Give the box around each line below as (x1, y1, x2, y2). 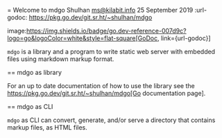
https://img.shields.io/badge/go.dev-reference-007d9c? (26, 27, 187, 35)
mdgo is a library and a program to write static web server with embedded (7, 48, 216, 55)
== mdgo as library (7, 69, 62, 76)
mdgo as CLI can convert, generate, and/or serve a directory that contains (7, 116, 216, 124)
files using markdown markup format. (7, 55, 114, 63)
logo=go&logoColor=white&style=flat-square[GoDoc (7, 34, 158, 42)
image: (7, 27, 27, 35)
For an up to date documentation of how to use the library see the (7, 82, 196, 89)
